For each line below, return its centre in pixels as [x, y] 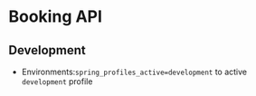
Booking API [56, 17]
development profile [57, 82]
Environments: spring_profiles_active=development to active [134, 72]
